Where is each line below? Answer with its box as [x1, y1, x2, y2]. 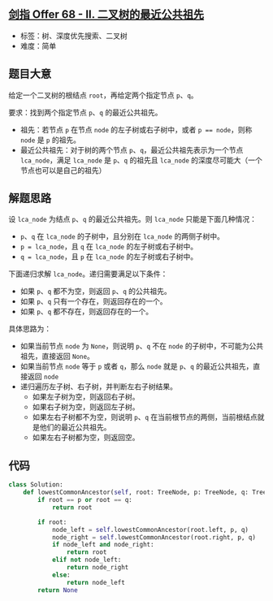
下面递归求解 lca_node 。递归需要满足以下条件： [8, 269, 168, 279]
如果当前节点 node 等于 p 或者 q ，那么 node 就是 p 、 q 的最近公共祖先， [19, 361, 253, 371]
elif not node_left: [51, 556, 122, 564]
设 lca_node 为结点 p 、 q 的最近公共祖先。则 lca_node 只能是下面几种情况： [8, 214, 258, 224]
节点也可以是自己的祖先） [19, 165, 106, 175]
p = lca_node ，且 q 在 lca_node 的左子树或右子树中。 [19, 242, 197, 252]
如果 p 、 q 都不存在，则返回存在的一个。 [19, 307, 154, 317]
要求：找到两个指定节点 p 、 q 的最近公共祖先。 [8, 107, 162, 117]
